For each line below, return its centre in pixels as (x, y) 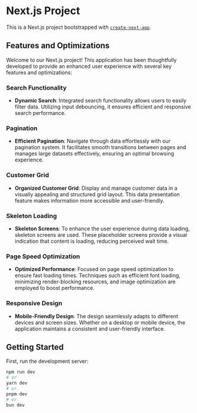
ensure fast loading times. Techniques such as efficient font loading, (97, 276)
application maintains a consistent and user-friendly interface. (90, 329)
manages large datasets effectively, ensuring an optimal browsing (94, 154)
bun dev (16, 405)
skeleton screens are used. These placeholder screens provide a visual (101, 234)
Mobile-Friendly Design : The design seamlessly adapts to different (96, 316)
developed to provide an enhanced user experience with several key (89, 66)
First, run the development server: (47, 361)
